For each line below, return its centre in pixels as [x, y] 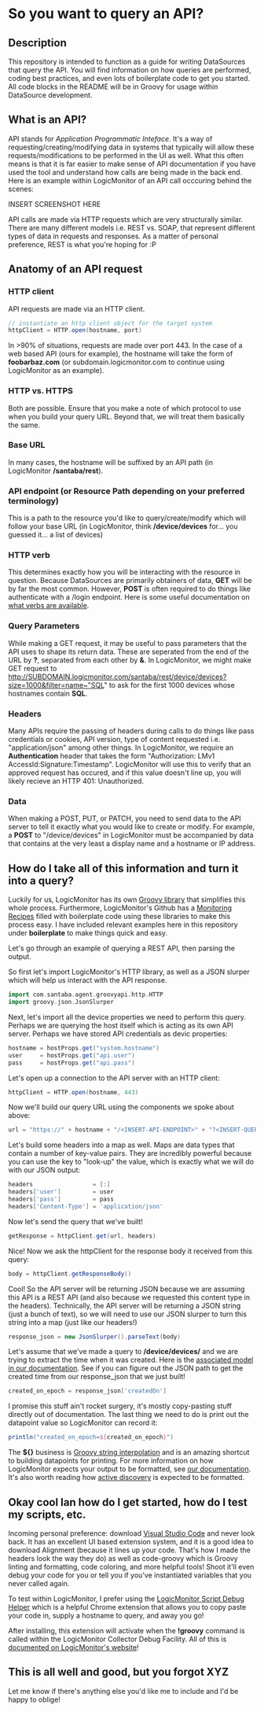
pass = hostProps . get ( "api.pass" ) [71, 1063]
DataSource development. [50, 95]
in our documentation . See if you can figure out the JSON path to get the [126, 1368]
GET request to [33, 668]
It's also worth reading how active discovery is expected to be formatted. [126, 1478]
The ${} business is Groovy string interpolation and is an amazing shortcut [129, 1452]
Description [37, 43]
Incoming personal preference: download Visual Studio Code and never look [132, 1533]
